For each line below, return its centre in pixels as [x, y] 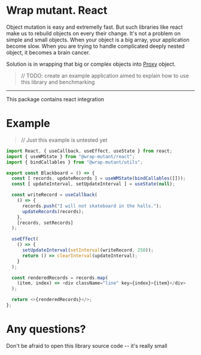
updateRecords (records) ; [53, 211]
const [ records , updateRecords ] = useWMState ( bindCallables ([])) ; [99, 178]
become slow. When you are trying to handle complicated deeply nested [95, 46]
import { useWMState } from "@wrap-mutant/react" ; [71, 156]
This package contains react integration [55, 99]
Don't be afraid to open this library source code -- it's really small [87, 345]
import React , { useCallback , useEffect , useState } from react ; [89, 151]
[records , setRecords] [45, 223]
